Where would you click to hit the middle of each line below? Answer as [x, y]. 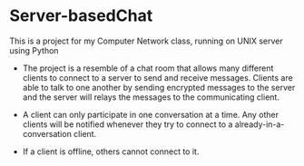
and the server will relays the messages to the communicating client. [151, 97]
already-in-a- [260, 124]
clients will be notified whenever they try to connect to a [127, 124]
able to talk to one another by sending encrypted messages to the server [159, 87]
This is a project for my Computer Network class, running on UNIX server [146, 41]
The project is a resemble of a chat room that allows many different [148, 68]
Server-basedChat [81, 16]
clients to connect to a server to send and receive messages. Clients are [157, 77]
